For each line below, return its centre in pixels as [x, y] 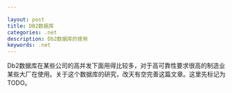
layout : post [26, 19]
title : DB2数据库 [30, 26]
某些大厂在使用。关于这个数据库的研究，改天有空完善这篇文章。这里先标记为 [116, 74]
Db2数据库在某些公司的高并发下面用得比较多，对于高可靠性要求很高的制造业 [116, 65]
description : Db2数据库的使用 [47, 39]
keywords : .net [29, 45]
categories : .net [32, 32]
